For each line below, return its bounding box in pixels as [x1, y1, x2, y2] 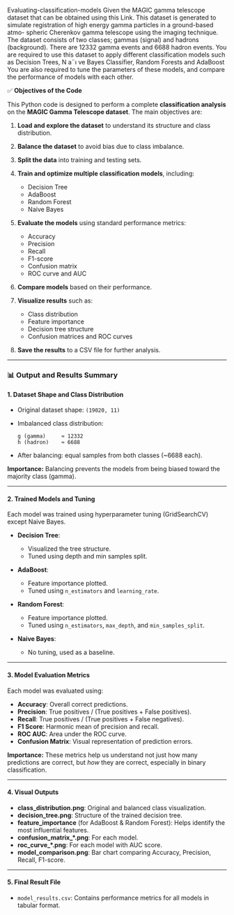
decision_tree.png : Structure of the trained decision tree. [17, 811, 182, 819]
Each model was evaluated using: [7, 686, 104, 695]
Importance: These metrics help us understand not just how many [7, 751, 198, 759]
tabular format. [17, 901, 61, 909]
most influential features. [17, 826, 89, 834]
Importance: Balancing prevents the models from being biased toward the [7, 465, 221, 473]
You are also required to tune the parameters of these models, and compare [7, 66, 225, 73]
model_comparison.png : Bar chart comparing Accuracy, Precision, [17, 848, 211, 856]
